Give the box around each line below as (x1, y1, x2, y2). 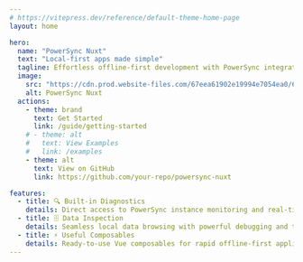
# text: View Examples (25, 139, 119, 148)
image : (17, 71, 42, 81)
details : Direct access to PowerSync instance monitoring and (25, 205, 264, 215)
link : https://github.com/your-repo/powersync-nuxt (32, 173, 232, 182)
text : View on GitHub (32, 164, 115, 173)
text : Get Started (32, 114, 103, 123)
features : (9, 189, 47, 198)
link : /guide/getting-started (32, 122, 147, 131)
